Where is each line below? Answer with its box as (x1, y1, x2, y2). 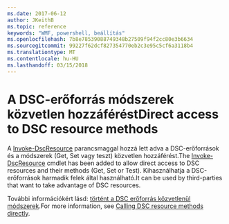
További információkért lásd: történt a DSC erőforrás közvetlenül (7, 194, 191, 203)
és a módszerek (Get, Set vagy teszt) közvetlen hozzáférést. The (7, 151, 190, 160)
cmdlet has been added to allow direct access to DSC (46, 159, 200, 167)
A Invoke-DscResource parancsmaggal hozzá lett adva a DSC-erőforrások (7, 144, 219, 153)
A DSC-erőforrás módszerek (7, 92, 174, 107)
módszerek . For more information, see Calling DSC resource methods (7, 202, 204, 210)
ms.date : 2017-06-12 (7, 10, 67, 17)
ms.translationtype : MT (7, 49, 76, 56)
